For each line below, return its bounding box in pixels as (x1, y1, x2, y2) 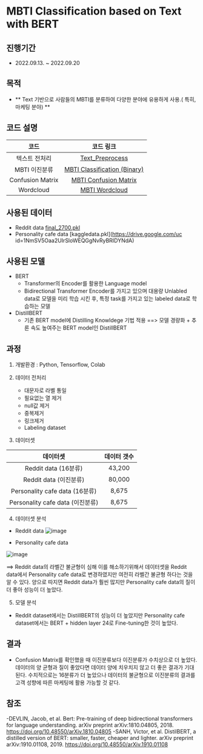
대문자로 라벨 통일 (24, 387, 67, 394)
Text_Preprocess (79, 154, 128, 162)
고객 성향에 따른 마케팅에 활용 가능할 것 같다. (15, 679, 121, 686)
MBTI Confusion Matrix (71, 175, 137, 184)
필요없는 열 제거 (24, 395, 62, 402)
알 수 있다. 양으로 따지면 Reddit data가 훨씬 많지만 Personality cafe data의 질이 (6, 579, 196, 586)
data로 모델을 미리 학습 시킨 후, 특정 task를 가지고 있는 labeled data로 (24, 295, 191, 302)
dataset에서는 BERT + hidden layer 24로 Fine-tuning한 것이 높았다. (15, 619, 178, 627)
